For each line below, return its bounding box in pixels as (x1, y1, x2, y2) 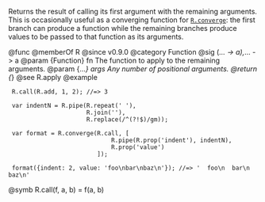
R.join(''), (86, 109, 126, 116)
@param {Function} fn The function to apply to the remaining (20, 55, 221, 65)
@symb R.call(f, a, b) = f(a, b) (8, 185, 105, 194)
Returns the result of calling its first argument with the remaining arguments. (8, 7, 258, 16)
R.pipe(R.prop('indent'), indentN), (110, 136, 232, 144)
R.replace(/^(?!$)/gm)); (86, 116, 169, 124)
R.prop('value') (110, 143, 165, 151)
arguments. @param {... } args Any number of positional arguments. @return (8, 64, 258, 74)
